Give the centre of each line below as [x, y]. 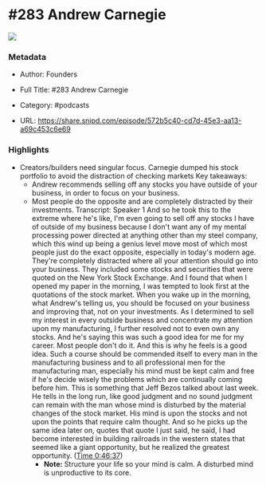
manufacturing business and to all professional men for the [128, 362]
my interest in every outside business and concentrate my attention [142, 320]
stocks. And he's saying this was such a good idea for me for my [138, 337]
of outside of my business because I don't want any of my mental [139, 227]
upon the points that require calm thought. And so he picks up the [140, 421]
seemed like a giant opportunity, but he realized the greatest [131, 447]
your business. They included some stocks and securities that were [142, 269]
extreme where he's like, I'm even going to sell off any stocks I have [143, 218]
